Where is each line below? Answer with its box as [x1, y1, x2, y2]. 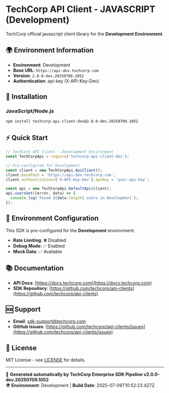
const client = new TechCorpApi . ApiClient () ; [6, 167, 102, 173]
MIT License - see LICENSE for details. [6, 357, 86, 363]
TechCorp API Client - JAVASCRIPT [6, 4, 155, 15]
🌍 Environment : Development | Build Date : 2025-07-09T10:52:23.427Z [6, 382, 155, 388]
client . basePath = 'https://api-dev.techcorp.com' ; [6, 172, 116, 177]
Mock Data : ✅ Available [13, 248, 62, 254]
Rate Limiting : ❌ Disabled [13, 237, 67, 243]
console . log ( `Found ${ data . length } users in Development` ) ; [10, 195, 138, 201]
